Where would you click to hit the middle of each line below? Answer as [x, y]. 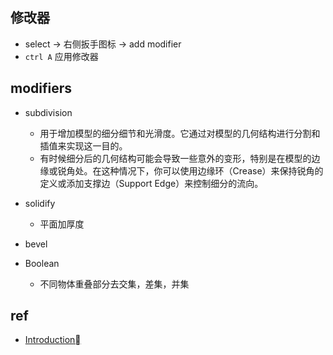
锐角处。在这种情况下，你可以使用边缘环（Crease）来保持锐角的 [190, 170]
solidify [40, 203]
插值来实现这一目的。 [83, 145]
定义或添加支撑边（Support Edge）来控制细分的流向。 [151, 183]
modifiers [41, 88]
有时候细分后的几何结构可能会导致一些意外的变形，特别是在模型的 [175, 158]
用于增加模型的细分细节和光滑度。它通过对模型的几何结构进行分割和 [180, 133]
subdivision [48, 112]
